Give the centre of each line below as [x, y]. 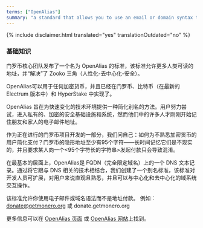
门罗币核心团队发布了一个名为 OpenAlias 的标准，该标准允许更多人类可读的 [100, 66]
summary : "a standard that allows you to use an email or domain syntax [100, 18]
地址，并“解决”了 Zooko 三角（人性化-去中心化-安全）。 [75, 73]
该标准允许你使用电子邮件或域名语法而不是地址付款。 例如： [81, 198]
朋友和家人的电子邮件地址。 [46, 122]
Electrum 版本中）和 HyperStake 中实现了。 [61, 94]
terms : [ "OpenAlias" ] [34, 12]
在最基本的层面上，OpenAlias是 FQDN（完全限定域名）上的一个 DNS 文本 [98, 162]
